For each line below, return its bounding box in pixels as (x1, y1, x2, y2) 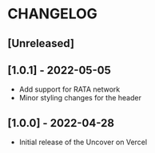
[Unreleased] (7, 37, 75, 50)
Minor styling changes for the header (18, 93, 141, 103)
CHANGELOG (7, 5, 97, 23)
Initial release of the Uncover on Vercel (18, 137, 148, 147)
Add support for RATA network (18, 84, 121, 94)
